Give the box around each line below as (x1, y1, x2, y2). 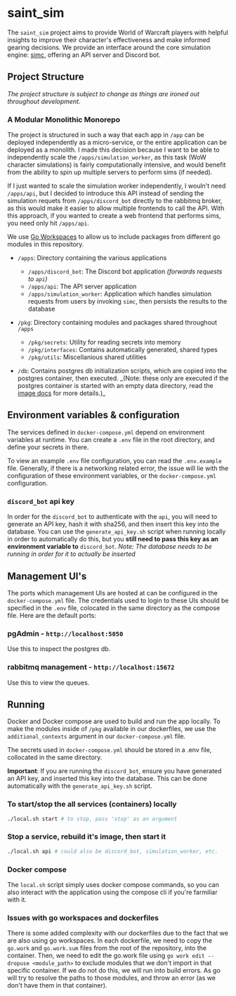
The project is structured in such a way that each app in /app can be (7, 131, 205, 139)
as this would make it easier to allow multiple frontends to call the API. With (7, 204, 225, 212)
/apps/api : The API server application (27, 283, 137, 291)
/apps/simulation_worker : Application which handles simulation (27, 290, 212, 298)
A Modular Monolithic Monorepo (7, 115, 121, 124)
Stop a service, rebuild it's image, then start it (7, 832, 166, 841)
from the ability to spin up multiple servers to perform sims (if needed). (7, 168, 213, 176)
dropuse (7, 960, 30, 967)
